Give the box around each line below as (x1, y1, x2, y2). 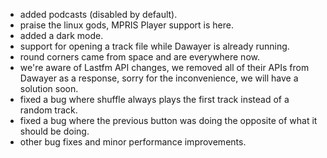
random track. (19, 104, 78, 116)
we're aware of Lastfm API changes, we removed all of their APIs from (19, 62, 310, 73)
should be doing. (19, 125, 90, 137)
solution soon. (19, 83, 79, 94)
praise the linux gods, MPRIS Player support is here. (19, 19, 234, 31)
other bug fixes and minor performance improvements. (19, 136, 247, 148)
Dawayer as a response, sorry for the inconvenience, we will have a (19, 72, 299, 84)
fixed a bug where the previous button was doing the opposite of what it (19, 115, 318, 126)
